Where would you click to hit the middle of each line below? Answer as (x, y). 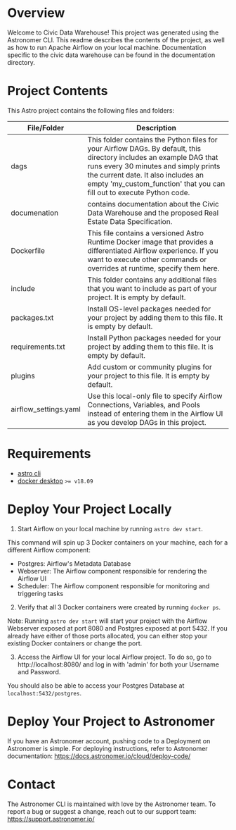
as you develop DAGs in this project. (147, 422)
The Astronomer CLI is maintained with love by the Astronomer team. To (112, 804)
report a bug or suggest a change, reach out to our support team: (102, 811)
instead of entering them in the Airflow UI (155, 414)
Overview (36, 13)
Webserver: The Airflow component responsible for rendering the (112, 571)
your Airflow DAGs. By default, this (144, 148)
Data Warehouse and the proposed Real (153, 213)
